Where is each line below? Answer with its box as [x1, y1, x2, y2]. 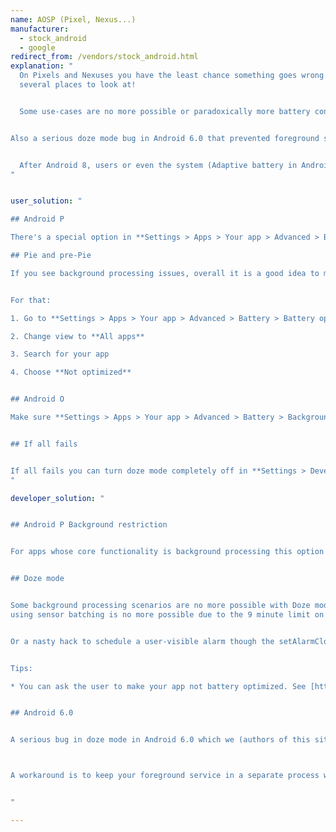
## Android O [10, 394, 65, 405]
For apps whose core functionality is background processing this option [10, 547, 325, 557]
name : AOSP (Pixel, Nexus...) [10, 14, 137, 25]
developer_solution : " [10, 493, 105, 503]
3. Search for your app [10, 349, 110, 360]
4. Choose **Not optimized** [10, 367, 132, 378]
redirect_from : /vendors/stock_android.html [10, 52, 199, 62]
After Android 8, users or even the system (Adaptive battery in [19, 160, 298, 170]
